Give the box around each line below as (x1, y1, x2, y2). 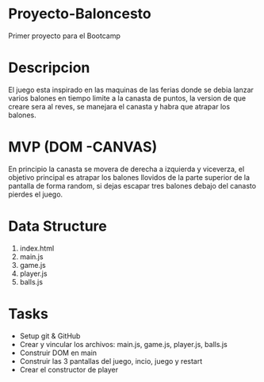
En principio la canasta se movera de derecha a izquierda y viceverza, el (8, 164, 245, 174)
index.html (19, 243, 55, 253)
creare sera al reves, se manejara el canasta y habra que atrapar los (8, 101, 231, 111)
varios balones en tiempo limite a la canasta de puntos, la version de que (8, 93, 247, 103)
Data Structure (8, 217, 107, 235)
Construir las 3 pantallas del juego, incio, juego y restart (19, 356, 203, 365)
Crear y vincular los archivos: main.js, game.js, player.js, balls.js (19, 339, 228, 349)
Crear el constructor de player (19, 365, 119, 374)
